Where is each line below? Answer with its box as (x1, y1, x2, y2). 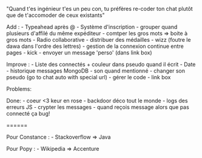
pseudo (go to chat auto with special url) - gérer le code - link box (6, 74, 171, 81)
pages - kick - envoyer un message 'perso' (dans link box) (6, 49, 153, 56)
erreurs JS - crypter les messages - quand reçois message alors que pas (6, 104, 189, 111)
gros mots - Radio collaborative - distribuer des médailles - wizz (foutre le (6, 36, 191, 43)
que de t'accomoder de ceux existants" (6, 12, 105, 19)
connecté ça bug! (6, 110, 50, 117)
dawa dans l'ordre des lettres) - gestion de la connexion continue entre (6, 42, 184, 50)
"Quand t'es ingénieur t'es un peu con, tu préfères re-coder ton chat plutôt (6, 5, 193, 12)
